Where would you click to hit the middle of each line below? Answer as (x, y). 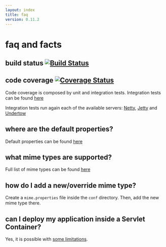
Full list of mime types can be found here (48, 169)
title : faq (17, 15)
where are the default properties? (59, 129)
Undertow (16, 113)
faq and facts (34, 44)
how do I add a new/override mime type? (71, 185)
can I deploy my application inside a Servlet (75, 219)
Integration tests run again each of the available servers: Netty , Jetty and (81, 108)
